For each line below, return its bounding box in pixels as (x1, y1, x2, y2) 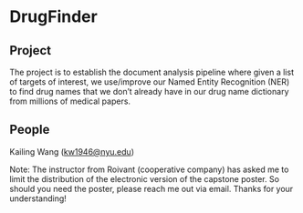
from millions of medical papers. (9, 96, 131, 106)
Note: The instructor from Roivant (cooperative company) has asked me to (9, 164, 289, 175)
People (9, 122, 50, 137)
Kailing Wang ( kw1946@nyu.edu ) (9, 146, 135, 157)
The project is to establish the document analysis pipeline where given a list (9, 66, 295, 77)
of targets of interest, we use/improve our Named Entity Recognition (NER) (9, 76, 290, 87)
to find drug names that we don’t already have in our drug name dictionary (9, 86, 289, 96)
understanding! (9, 193, 67, 204)
